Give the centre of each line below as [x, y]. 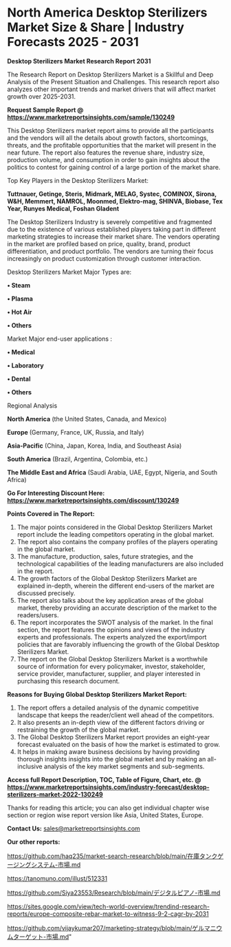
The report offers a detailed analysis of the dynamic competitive [108, 708]
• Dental [19, 379]
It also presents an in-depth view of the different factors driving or [111, 722]
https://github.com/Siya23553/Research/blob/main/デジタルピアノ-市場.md [114, 893]
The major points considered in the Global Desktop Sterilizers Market [115, 527]
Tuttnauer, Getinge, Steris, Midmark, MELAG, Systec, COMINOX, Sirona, [112, 194]
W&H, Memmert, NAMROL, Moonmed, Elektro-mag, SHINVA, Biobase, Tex [115, 201]
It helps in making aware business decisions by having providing [108, 751]
